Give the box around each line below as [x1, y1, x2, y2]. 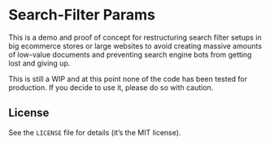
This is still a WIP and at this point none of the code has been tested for [8, 74, 248, 83]
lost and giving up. [8, 58, 71, 68]
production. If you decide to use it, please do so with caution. [8, 83, 214, 92]
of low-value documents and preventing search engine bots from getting [8, 49, 252, 59]
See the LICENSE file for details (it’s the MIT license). [8, 127, 181, 137]
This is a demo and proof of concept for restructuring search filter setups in [8, 32, 262, 42]
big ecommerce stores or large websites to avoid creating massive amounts [8, 41, 263, 50]
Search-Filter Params [8, 6, 156, 24]
